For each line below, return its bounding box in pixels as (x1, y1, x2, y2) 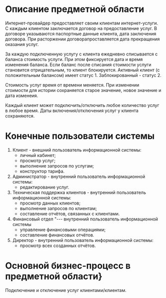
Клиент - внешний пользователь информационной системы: (12, 146, 142, 153)
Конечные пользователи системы (5, 130, 155, 142)
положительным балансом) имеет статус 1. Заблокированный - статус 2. (5, 72, 162, 78)
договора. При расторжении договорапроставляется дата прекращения (5, 36, 160, 42)
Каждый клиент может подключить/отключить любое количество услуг (5, 102, 160, 108)
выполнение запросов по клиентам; (19, 205, 97, 211)
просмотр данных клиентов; (19, 200, 81, 206)
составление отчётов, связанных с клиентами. (19, 210, 120, 216)
